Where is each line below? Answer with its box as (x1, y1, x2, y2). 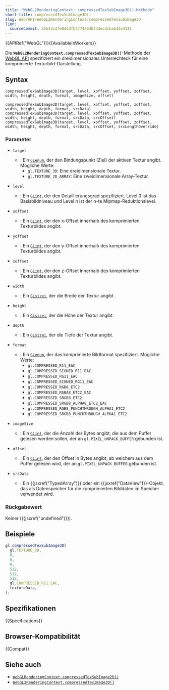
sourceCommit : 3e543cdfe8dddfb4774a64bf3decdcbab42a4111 (10, 26, 132, 31)
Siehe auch (5, 660, 41, 669)
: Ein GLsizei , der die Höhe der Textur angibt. (20, 312, 114, 319)
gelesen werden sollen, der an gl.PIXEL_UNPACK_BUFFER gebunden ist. (20, 436, 164, 442)
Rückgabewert (5, 504, 42, 511)
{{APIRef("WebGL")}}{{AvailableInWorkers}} (5, 40, 97, 46)
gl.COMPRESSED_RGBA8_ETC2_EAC (27, 390, 91, 395)
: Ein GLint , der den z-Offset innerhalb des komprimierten (20, 268, 140, 274)
